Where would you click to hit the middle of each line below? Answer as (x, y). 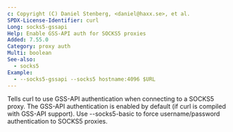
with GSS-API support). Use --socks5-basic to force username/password (114, 114)
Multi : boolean (30, 53)
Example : (20, 72)
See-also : (22, 60)
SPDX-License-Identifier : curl (53, 20)
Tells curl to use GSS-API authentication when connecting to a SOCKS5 (111, 99)
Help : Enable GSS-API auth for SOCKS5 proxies (77, 33)
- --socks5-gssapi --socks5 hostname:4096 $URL (85, 79)
